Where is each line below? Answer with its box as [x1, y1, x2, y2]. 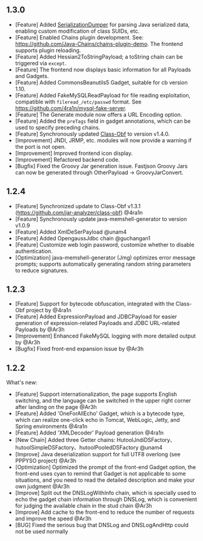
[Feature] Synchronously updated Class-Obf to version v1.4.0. [15, 130, 170, 137]
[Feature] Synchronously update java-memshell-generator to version [15, 215, 187, 223]
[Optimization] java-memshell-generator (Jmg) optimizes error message [15, 254, 196, 261]
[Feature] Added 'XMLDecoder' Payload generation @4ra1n [15, 429, 164, 436]
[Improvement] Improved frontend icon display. [15, 149, 133, 157]
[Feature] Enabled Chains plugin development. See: [15, 33, 144, 41]
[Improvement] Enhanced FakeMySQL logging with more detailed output [15, 332, 196, 339]
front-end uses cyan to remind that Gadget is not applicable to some [15, 470, 186, 477]
